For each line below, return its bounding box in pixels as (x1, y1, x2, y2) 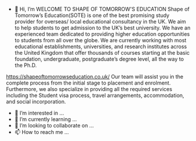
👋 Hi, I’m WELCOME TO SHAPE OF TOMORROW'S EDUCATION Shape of (14, 6, 190, 12)
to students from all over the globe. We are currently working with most (14, 37, 187, 43)
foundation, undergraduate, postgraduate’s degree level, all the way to (14, 56, 184, 62)
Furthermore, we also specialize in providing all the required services (6, 86, 173, 92)
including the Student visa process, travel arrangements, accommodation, (6, 92, 184, 99)
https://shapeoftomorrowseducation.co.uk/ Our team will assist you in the (6, 73, 184, 80)
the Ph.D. (14, 62, 37, 69)
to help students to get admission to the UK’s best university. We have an (14, 24, 191, 31)
